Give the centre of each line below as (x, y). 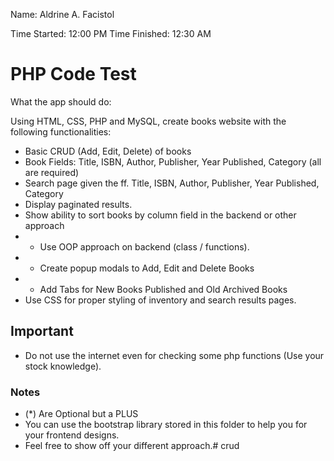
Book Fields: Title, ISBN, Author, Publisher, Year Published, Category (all (173, 161)
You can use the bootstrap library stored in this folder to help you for (166, 425)
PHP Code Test (73, 74)
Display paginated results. (78, 204)
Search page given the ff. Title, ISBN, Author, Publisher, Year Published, (172, 183)
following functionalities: (61, 131)
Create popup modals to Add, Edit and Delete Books (147, 268)
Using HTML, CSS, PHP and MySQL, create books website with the (148, 121)
